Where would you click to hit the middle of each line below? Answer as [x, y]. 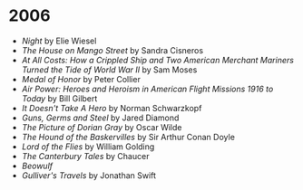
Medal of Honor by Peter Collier [81, 79]
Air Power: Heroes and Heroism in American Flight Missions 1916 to [147, 89]
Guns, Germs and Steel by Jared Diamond [100, 118]
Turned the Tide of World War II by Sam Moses [109, 70]
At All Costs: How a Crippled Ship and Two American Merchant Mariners [157, 60]
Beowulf [37, 166]
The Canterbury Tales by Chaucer [85, 156]
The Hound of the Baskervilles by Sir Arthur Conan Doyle [128, 137]
